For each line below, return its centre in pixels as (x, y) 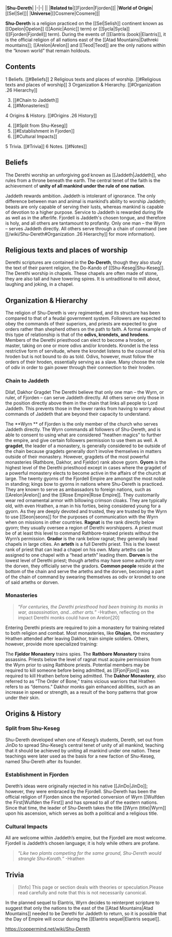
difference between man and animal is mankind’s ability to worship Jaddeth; (85, 201)
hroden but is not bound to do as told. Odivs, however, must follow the (80, 357)
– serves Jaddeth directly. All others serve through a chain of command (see (86, 228)
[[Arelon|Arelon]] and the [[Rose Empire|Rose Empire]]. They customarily (83, 495)
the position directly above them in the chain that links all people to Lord (81, 403)
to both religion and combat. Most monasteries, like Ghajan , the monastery (84, 633)
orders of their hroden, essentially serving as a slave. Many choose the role (85, 362)
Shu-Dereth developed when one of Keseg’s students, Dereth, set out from (84, 740)
